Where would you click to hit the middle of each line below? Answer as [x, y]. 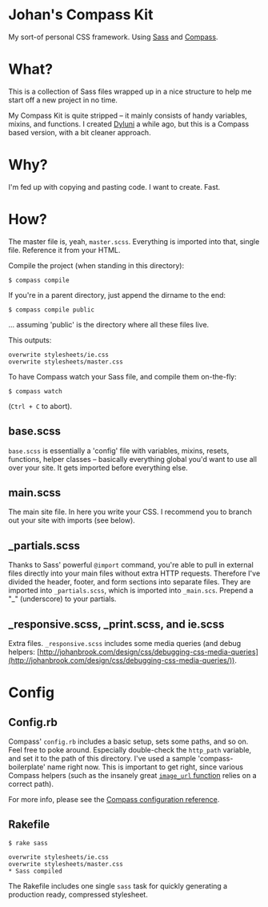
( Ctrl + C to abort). [40, 406]
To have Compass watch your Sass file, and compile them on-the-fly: [123, 376]
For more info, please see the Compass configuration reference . [114, 799]
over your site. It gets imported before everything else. [98, 468]
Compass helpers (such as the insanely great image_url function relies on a [133, 775]
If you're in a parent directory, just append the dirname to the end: [117, 295]
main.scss [35, 493]
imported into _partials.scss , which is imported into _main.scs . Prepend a [131, 591]
